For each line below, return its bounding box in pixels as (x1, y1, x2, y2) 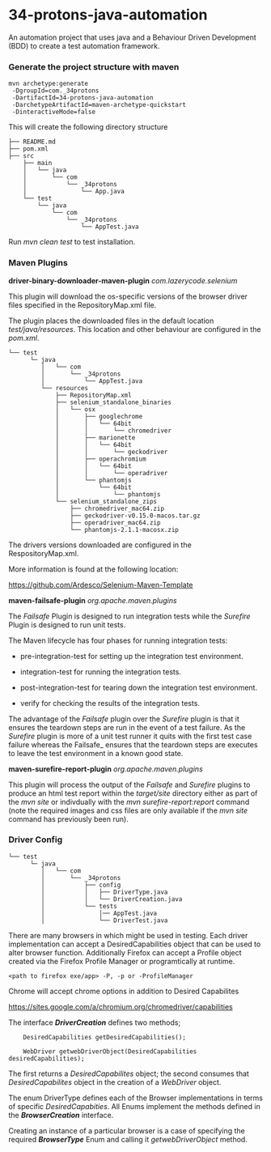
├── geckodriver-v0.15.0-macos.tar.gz (70, 512, 201, 520)
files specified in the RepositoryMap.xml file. (8, 300, 157, 309)
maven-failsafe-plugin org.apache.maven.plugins (8, 595, 177, 605)
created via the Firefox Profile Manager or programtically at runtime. (8, 956, 235, 966)
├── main (23, 159, 53, 168)
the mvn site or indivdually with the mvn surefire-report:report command (8, 797, 250, 806)
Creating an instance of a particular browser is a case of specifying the (8, 1125, 245, 1135)
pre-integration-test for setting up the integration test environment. (19, 651, 244, 661)
